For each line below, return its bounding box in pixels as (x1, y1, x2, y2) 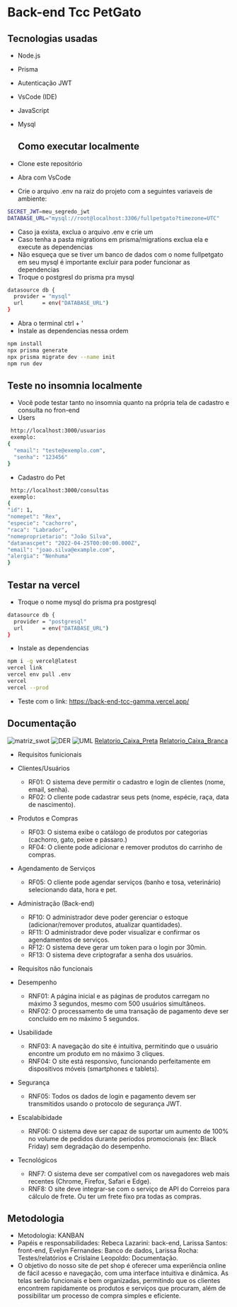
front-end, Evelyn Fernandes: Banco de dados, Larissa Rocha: (17, 1246, 199, 1255)
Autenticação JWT (17, 79, 72, 87)
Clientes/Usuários (17, 764, 70, 772)
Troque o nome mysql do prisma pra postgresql (17, 597, 157, 606)
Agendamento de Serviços (17, 864, 96, 872)
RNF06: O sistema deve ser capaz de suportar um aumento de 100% (28, 1127, 229, 1135)
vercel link (7, 664, 42, 672)
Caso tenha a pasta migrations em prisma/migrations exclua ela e (17, 235, 209, 243)
